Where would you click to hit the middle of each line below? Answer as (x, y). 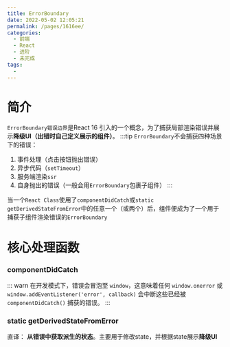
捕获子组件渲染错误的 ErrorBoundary (57, 217)
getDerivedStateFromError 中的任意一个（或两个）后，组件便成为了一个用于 (113, 209)
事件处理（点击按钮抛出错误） (59, 160)
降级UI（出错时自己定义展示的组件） (63, 136)
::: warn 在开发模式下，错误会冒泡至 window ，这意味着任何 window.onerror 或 (115, 285)
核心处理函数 (44, 248)
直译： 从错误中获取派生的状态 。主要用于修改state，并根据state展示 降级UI (112, 337)
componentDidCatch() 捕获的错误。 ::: (59, 302)
